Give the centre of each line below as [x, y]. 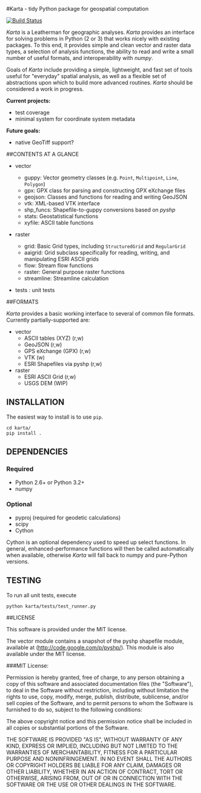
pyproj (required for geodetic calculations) [68, 517]
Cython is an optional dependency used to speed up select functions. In [96, 542]
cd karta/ [19, 428]
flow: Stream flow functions [58, 265]
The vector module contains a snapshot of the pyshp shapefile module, [95, 641]
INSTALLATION [35, 402]
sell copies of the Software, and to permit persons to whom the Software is [100, 703]
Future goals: [23, 131]
